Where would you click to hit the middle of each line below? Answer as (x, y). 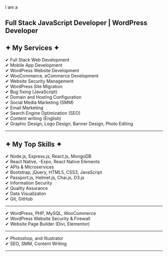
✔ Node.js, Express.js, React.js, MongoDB (48, 156)
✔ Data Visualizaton (26, 194)
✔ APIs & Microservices (29, 167)
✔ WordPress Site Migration (34, 87)
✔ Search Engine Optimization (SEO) (43, 113)
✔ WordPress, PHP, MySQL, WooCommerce (50, 213)
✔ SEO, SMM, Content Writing (36, 244)
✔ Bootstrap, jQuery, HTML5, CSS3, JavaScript (54, 172)
